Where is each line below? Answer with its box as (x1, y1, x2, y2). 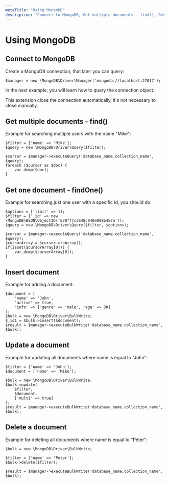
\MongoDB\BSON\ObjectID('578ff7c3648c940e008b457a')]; (5, 218, 125, 223)
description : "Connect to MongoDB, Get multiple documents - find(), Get (5, 12, 166, 17)
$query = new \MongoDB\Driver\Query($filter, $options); (5, 223, 129, 228)
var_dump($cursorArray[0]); (14, 249, 74, 255)
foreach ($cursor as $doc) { (5, 163, 67, 168)
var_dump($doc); (14, 167, 50, 173)
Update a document (5, 341, 70, 350)
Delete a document (5, 423, 67, 432)
